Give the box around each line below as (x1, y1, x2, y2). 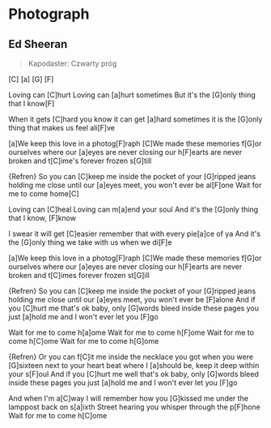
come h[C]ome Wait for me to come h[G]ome (8, 336, 159, 345)
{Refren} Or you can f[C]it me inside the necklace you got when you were (8, 352, 253, 362)
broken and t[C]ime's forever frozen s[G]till (8, 156, 152, 165)
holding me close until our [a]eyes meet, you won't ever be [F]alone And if (8, 295, 256, 304)
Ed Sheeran (8, 37, 68, 51)
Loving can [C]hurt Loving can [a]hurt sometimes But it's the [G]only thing (8, 90, 256, 100)
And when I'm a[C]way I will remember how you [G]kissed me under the (8, 394, 249, 403)
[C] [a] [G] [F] (8, 75, 54, 83)
